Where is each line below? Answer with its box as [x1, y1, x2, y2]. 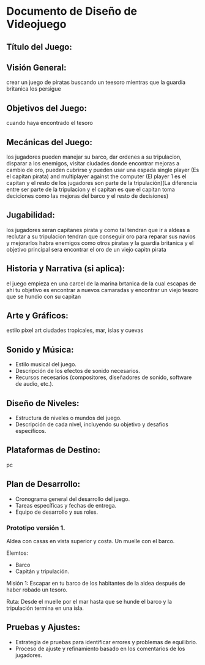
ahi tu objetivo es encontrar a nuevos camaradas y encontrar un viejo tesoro [6, 286, 199, 293]
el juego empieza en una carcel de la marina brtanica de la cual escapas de [6, 280, 196, 287]
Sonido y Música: [6, 344, 74, 355]
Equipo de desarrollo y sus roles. [15, 508, 99, 516]
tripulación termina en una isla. [6, 604, 84, 612]
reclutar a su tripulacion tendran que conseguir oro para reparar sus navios [6, 233, 196, 240]
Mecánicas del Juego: [6, 137, 93, 148]
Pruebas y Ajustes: [6, 622, 81, 633]
